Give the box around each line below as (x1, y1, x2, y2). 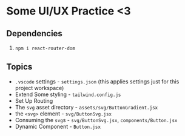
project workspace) (15, 84, 64, 91)
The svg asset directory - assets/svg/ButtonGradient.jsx (15, 103, 158, 111)
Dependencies (6, 28, 62, 39)
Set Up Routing (15, 97, 53, 104)
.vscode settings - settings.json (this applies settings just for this (15, 77, 180, 85)
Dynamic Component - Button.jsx (15, 123, 101, 130)
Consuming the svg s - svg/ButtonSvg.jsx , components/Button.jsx (15, 116, 178, 123)
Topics (6, 62, 33, 72)
